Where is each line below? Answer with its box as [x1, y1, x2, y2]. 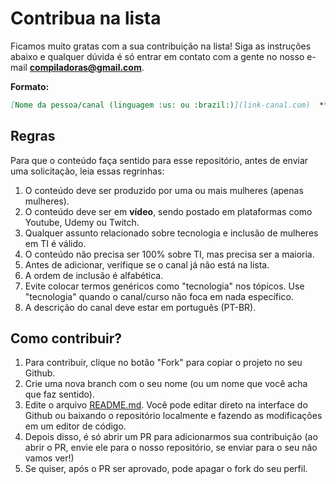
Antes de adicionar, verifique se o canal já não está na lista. [24, 258, 270, 271]
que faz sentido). [24, 388, 95, 401]
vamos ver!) [24, 452, 75, 464]
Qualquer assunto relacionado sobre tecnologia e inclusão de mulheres [24, 227, 319, 239]
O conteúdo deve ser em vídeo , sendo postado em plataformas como [24, 205, 313, 217]
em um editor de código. [24, 420, 127, 432]
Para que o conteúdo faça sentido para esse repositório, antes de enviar [10, 154, 309, 166]
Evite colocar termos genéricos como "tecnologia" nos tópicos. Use [24, 280, 305, 292]
